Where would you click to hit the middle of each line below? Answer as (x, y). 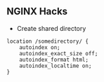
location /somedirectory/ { (48, 41)
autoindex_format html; (54, 60)
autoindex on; (40, 47)
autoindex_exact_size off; (59, 53)
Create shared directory (51, 28)
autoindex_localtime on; (56, 66)
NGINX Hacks (37, 12)
